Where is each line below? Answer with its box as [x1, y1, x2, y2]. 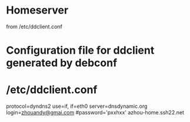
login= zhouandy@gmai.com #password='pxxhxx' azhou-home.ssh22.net [6, 109, 184, 116]
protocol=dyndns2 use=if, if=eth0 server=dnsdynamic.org [6, 103, 148, 110]
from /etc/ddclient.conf [6, 23, 63, 30]
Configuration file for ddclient [6, 44, 155, 57]
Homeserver [6, 4, 69, 17]
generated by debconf [6, 57, 118, 70]
